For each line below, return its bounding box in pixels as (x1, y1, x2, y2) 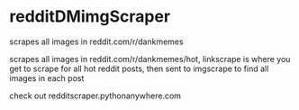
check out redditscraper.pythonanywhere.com (9, 90, 182, 101)
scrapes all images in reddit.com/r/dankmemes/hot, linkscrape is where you (9, 53, 291, 64)
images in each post (9, 72, 85, 83)
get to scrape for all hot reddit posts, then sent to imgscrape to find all (9, 63, 269, 74)
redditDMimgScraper (9, 6, 171, 27)
